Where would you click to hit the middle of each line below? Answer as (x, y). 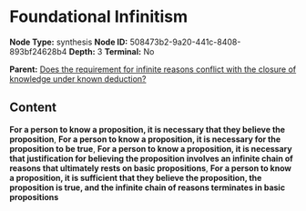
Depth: (82, 51)
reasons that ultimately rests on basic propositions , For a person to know (150, 168)
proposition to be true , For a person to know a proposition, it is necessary (151, 148)
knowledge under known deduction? (78, 78)
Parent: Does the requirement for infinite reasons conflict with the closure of (153, 69)
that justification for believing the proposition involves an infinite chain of (151, 158)
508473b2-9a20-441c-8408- (185, 42)
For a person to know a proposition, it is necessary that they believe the (147, 129)
